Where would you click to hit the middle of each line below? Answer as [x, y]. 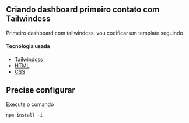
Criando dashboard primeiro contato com [83, 10]
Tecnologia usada [28, 46]
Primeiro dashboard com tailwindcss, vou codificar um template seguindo [94, 33]
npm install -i [24, 115]
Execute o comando [30, 104]
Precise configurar [41, 90]
